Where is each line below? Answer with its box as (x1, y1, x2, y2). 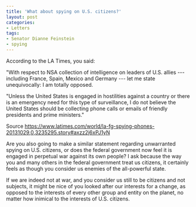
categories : (6, 19, 35, 25)
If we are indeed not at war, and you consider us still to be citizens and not (6, 177, 185, 184)
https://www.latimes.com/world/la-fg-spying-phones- (24, 123, 155, 130)
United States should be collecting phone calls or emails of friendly (6, 105, 168, 112)
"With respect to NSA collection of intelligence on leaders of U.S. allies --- (6, 69, 185, 76)
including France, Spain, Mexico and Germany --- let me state (6, 74, 156, 82)
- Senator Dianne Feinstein (6, 36, 75, 42)
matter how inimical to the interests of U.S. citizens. (6, 195, 130, 202)
